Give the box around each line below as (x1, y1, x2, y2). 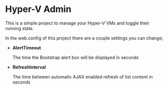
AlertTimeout (12, 44, 41, 50)
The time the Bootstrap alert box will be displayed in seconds (12, 54, 139, 60)
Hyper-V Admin (5, 3, 72, 15)
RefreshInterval (12, 64, 46, 70)
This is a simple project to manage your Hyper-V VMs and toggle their (5, 20, 149, 26)
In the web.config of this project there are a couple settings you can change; (5, 35, 163, 41)
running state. (5, 25, 34, 31)
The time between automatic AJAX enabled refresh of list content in (12, 73, 153, 79)
